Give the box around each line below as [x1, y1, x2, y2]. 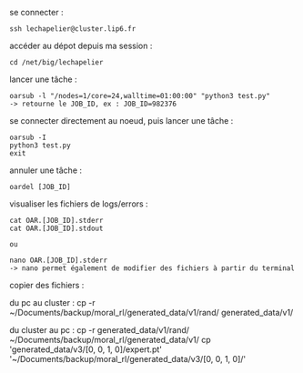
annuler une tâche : [9, 165, 83, 176]
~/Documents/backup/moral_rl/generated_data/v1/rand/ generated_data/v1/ [9, 307, 294, 318]
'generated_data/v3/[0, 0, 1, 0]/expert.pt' [9, 344, 162, 355]
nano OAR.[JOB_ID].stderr [9, 256, 107, 265]
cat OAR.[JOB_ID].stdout [9, 224, 104, 233]
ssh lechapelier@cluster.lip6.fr [9, 25, 136, 34]
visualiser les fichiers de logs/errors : [9, 198, 148, 209]
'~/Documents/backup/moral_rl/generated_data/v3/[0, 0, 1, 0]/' [9, 354, 247, 364]
